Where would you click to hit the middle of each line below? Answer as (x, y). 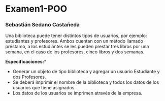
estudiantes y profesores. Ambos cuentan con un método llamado (74, 41)
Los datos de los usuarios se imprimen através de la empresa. (77, 93)
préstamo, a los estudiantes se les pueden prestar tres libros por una (77, 47)
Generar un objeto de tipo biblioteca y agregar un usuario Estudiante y (86, 72)
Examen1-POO (36, 9)
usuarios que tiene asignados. (44, 88)
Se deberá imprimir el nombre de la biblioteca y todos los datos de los (86, 82)
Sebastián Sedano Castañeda (43, 25)
